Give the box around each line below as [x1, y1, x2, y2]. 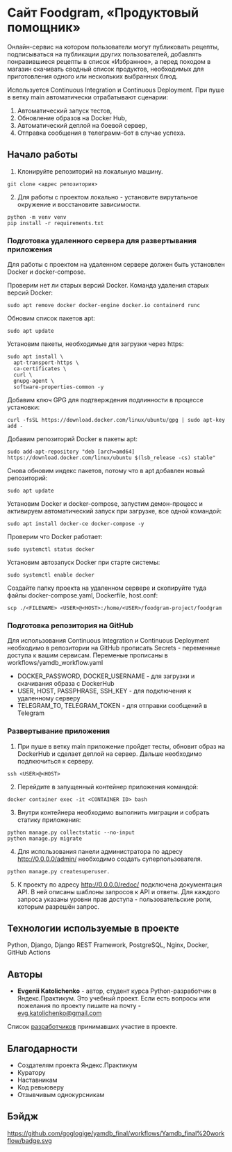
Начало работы [7, 149, 78, 161]
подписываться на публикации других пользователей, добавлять [7, 50, 202, 58]
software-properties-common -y [13, 384, 104, 390]
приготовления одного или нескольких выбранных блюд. [7, 72, 179, 81]
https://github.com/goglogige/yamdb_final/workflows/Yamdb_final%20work [7, 1129, 225, 1137]
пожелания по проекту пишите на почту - [17, 1002, 141, 1010]
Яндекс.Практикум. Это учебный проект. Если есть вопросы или [17, 994, 210, 1003]
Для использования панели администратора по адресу [17, 847, 183, 855]
